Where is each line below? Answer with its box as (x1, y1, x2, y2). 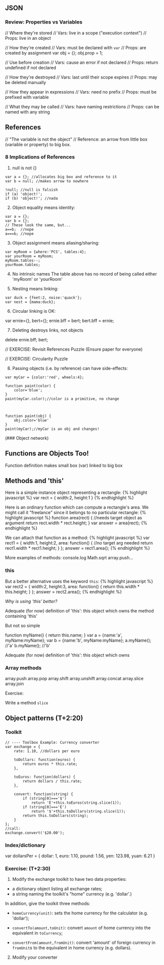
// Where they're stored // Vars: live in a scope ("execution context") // (5, 30, 147, 36)
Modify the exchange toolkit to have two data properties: (12, 876, 127, 882)
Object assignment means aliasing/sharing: (12, 240, 99, 245)
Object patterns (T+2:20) (5, 714, 83, 723)
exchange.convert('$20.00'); (5, 830, 65, 835)
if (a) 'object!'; (5, 191, 43, 196)
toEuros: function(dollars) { (14, 774, 76, 779)
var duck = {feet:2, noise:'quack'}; (5, 295, 82, 300)
